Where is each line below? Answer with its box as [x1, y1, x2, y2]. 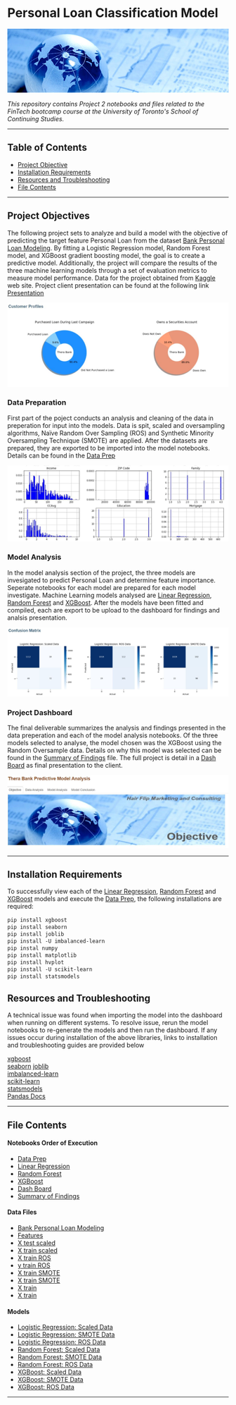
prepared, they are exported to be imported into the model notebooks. [7, 443, 211, 452]
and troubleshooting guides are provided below [7, 1041, 145, 1050]
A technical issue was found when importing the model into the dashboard [7, 1011, 223, 1019]
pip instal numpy [7, 945, 58, 952]
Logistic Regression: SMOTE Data [17, 1330, 115, 1339]
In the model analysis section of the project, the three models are [7, 568, 196, 577]
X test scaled [17, 1239, 56, 1247]
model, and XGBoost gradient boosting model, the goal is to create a [7, 251, 206, 259]
